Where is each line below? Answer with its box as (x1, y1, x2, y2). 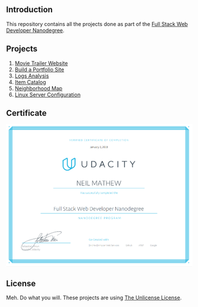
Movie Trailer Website (14, 59, 68, 67)
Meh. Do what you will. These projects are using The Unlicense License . (6, 294, 182, 301)
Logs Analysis (14, 72, 49, 79)
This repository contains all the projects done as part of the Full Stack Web (6, 20, 188, 27)
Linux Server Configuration (14, 91, 81, 98)
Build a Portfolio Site (14, 66, 64, 73)
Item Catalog (14, 78, 46, 85)
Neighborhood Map (14, 85, 63, 92)
